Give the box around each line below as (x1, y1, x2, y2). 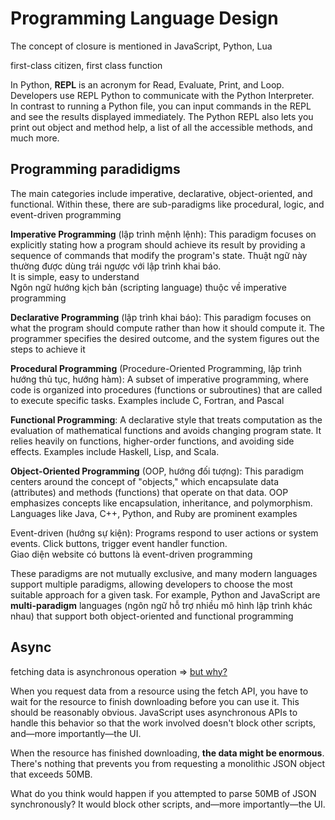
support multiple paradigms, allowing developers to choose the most (10, 578, 293, 590)
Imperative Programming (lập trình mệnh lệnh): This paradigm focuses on (10, 228, 317, 240)
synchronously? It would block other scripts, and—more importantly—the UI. (10, 798, 326, 810)
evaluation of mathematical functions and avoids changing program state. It (10, 424, 322, 436)
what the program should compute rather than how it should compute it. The (10, 322, 326, 334)
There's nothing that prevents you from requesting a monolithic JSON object (10, 757, 325, 769)
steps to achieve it (10, 343, 86, 355)
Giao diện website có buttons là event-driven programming (10, 548, 253, 560)
